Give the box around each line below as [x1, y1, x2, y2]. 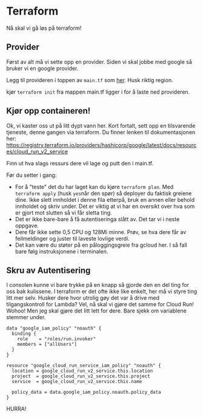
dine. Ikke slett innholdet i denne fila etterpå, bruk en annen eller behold [15, 196, 195, 203]
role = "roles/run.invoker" [17, 336, 96, 342]
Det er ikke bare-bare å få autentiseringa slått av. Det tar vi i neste [15, 215, 180, 222]
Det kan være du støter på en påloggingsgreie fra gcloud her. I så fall [15, 241, 187, 249]
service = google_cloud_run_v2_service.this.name [12, 379, 142, 385]
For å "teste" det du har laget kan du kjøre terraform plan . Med [15, 183, 174, 190]
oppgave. [15, 222, 39, 229]
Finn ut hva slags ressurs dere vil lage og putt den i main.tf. [6, 159, 154, 167]
